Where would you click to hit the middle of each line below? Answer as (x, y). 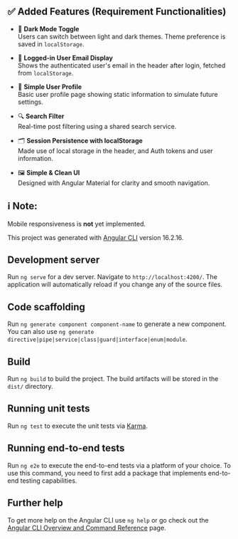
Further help (36, 503)
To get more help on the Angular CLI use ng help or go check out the (108, 520)
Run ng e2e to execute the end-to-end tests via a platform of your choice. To (119, 465)
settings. (31, 102)
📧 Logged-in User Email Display (65, 58)
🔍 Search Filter (41, 116)
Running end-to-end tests (66, 448)
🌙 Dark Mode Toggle (48, 28)
